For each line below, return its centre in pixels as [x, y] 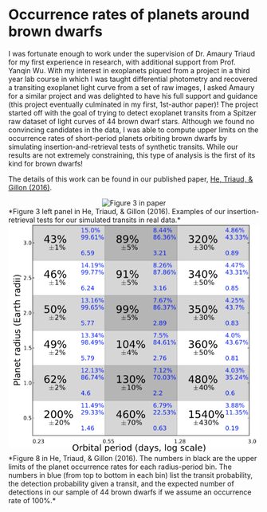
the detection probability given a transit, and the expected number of [122, 483]
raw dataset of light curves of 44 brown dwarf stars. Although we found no [132, 121]
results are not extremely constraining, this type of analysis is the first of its [132, 155]
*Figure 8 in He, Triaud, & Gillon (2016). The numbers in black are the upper [133, 458]
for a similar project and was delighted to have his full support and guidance [133, 96]
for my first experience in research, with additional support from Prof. [122, 62]
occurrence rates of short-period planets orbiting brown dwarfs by [118, 138]
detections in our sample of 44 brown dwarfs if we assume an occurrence [130, 492]
